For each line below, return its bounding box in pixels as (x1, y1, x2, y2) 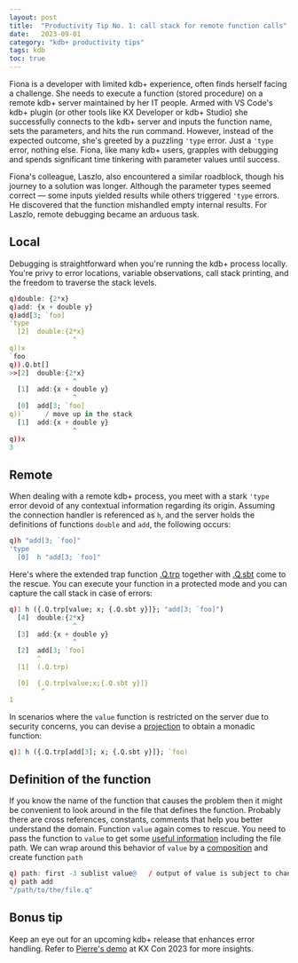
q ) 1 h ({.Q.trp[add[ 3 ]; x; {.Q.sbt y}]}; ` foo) (9, 747, 189, 756)
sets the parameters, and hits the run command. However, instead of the (9, 126, 274, 136)
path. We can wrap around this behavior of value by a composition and (9, 842, 269, 853)
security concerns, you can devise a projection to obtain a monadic (9, 721, 255, 731)
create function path (9, 852, 83, 863)
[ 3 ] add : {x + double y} (17, 629, 109, 639)
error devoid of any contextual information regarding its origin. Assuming (9, 501, 276, 511)
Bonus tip (9, 911, 64, 926)
